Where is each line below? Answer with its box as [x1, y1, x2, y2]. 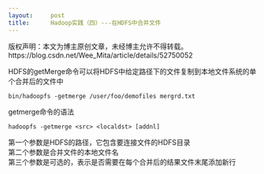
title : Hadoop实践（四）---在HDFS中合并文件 [8, 19, 162, 27]
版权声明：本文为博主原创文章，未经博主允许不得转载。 [8, 41, 188, 51]
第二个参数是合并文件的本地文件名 [8, 147, 119, 157]
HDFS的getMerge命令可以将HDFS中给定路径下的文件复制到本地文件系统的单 [8, 66, 257, 76]
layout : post [8, 11, 65, 20]
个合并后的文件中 [8, 76, 64, 86]
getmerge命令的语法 [8, 107, 75, 117]
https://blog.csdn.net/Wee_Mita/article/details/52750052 [8, 50, 193, 60]
